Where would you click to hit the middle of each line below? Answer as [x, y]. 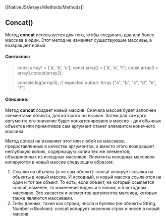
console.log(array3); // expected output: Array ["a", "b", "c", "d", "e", [87, 83]
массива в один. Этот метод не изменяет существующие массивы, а [79, 40]
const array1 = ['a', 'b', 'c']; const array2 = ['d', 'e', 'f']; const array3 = [88, 68]
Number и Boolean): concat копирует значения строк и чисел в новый [86, 209]
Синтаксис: [18, 57]
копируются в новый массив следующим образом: [59, 162]
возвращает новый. [26, 45]
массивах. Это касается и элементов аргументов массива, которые [85, 193]
